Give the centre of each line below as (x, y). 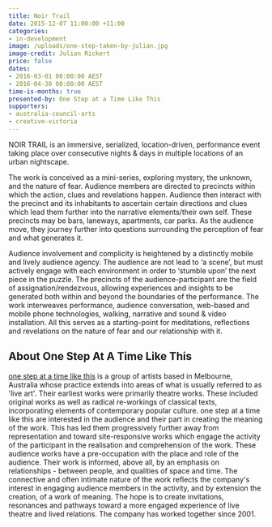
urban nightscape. (39, 161)
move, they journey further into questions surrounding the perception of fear (136, 229)
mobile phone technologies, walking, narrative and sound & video (117, 314)
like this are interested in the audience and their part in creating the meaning (136, 419)
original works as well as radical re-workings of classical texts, (113, 401)
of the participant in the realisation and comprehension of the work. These (132, 445)
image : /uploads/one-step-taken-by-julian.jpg (88, 46)
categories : (28, 31)
